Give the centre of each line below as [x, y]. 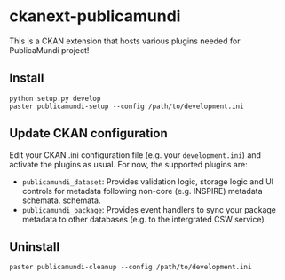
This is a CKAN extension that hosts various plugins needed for [125, 41]
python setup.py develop [55, 98]
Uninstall [35, 247]
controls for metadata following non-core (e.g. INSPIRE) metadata [142, 191]
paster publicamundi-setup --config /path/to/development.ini [127, 106]
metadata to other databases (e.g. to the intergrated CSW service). [144, 219]
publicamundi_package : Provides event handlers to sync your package [149, 209]
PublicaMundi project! [49, 50]
